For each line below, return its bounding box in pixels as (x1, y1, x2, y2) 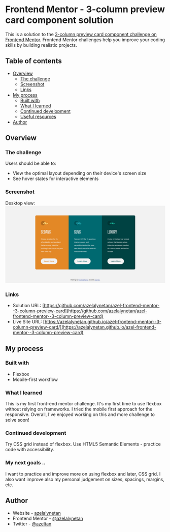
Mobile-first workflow (12, 376, 58, 382)
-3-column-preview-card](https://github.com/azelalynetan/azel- (12, 308, 148, 314)
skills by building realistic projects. (5, 42, 77, 48)
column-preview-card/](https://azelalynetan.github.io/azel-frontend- (12, 324, 156, 330)
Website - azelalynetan (12, 510, 61, 516)
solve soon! (5, 417, 29, 423)
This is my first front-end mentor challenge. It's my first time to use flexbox (5, 401, 162, 407)
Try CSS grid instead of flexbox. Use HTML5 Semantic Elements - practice (5, 441, 161, 447)
